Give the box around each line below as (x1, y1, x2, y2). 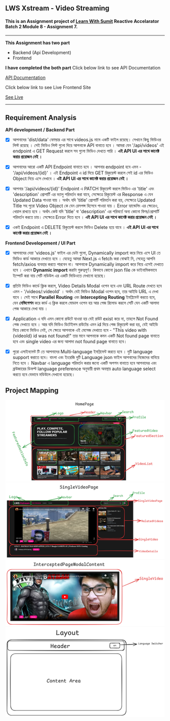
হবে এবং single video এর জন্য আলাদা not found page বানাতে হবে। (12, 338, 127, 344)
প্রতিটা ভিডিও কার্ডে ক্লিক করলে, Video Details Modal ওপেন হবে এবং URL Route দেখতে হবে (12, 283, 162, 289)
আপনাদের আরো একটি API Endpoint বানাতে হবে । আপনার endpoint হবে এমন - (12, 164, 142, 170)
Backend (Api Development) (12, 49, 72, 55)
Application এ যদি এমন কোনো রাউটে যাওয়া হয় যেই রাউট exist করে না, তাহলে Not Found (12, 315, 158, 322)
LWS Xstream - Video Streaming (5, 4, 110, 13)
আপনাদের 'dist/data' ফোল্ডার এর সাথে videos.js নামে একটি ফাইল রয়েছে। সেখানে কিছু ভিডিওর (12, 137, 161, 143)
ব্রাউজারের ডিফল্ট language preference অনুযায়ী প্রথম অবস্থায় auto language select (12, 366, 156, 372)
